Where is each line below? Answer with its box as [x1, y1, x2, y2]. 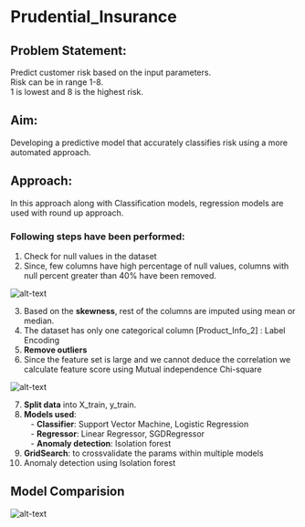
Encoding [23, 334, 60, 345]
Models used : [23, 408, 77, 419]
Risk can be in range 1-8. [10, 77, 104, 88]
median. [23, 315, 55, 326]
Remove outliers [23, 344, 88, 355]
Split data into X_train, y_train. [23, 399, 137, 410]
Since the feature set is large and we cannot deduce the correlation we [23, 353, 291, 364]
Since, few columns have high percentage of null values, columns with [23, 260, 289, 271]
